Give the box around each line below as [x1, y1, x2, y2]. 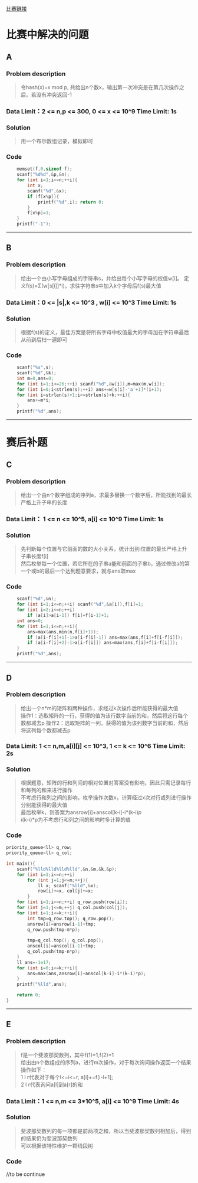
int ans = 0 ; [16, 617, 44, 624]
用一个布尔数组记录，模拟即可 [20, 138, 93, 145]
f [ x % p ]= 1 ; [27, 210, 51, 216]
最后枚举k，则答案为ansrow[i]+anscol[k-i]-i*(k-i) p [20, 809, 142, 816]
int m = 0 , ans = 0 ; [16, 375, 54, 381]
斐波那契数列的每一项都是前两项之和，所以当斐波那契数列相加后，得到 [20, 1127, 192, 1135]
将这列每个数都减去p [20, 727, 71, 734]
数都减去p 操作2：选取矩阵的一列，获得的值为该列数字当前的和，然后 [20, 719, 189, 726]
